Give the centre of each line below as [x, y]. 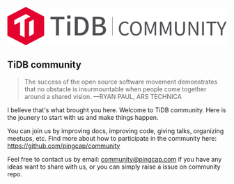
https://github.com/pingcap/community [64, 146]
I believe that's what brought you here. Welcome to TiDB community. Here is [117, 110]
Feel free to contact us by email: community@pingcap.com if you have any [115, 159]
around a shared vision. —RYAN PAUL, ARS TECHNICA [103, 96]
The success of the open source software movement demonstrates [121, 82]
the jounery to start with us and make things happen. [83, 117]
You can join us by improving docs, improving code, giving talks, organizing [116, 131]
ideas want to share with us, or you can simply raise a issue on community [114, 167]
